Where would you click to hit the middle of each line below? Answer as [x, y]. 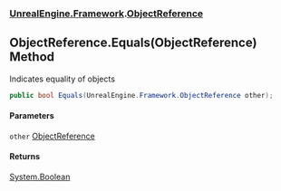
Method [32, 57]
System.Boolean [40, 177]
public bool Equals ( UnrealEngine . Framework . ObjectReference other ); [141, 95]
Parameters [32, 116]
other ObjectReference [52, 136]
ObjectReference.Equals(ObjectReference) [133, 43]
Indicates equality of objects [63, 79]
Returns [25, 157]
